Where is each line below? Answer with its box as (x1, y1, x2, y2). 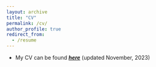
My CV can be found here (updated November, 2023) (15, 54, 151, 61)
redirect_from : (6, 32, 45, 38)
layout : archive (6, 9, 48, 15)
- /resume (12, 37, 37, 43)
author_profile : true (6, 26, 62, 32)
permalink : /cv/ (6, 20, 48, 26)
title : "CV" (6, 15, 37, 21)
